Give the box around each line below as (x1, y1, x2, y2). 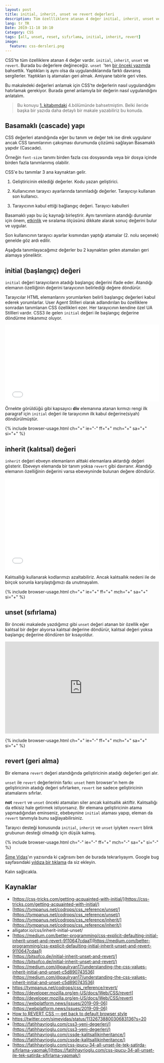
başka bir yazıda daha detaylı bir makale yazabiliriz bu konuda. (17, 107, 143, 113)
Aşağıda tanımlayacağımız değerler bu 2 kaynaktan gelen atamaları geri (5, 247, 149, 253)
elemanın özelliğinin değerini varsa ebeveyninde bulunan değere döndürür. (5, 468, 155, 474)
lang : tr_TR (5, 21, 29, 26)
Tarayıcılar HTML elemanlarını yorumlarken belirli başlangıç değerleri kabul (5, 294, 156, 300)
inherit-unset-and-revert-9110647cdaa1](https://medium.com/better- (12, 937, 150, 943)
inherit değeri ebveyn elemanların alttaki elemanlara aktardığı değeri (5, 458, 144, 464)
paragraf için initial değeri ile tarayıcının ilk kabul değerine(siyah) (5, 411, 140, 417)
